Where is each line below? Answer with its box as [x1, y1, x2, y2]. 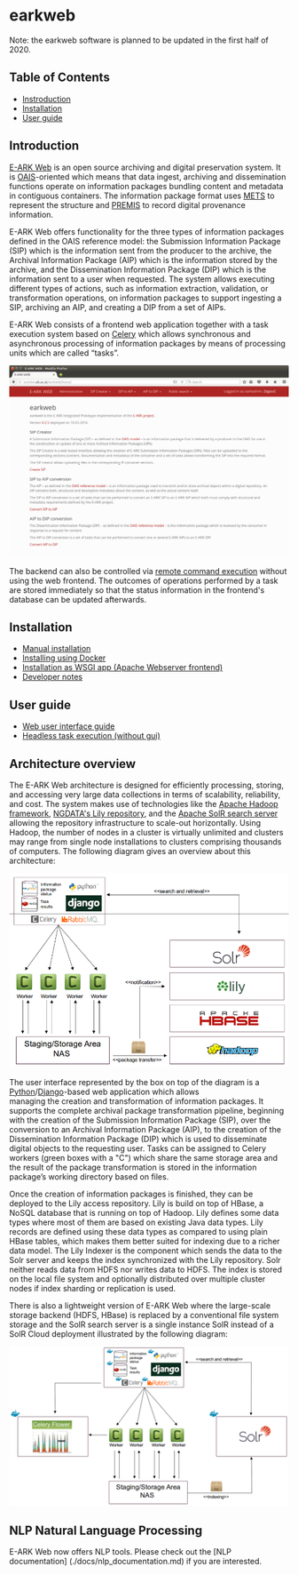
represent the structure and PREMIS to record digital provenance [9, 199, 246, 210]
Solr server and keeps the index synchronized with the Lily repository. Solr [9, 1254, 281, 1265]
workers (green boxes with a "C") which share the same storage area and [9, 1152, 278, 1163]
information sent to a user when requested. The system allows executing [9, 273, 275, 284]
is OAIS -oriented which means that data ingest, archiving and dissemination [9, 171, 286, 182]
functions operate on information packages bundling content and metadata [9, 180, 284, 191]
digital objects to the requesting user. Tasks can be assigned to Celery [9, 1143, 267, 1154]
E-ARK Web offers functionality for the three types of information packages [9, 226, 285, 236]
